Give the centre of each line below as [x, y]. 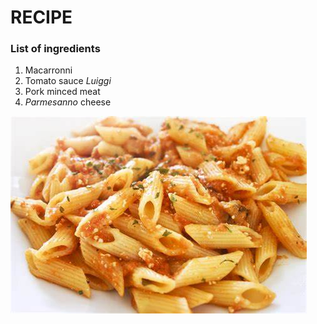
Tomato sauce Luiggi [68, 81]
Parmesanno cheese [68, 102]
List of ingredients [55, 49]
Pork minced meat [62, 92]
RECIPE [41, 17]
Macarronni [48, 70]
